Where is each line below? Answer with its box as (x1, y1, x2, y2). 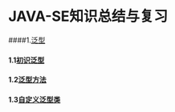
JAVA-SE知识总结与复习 (8, 7, 169, 26)
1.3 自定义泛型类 (8, 94, 61, 104)
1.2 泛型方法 (8, 75, 47, 85)
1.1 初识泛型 (8, 55, 45, 65)
